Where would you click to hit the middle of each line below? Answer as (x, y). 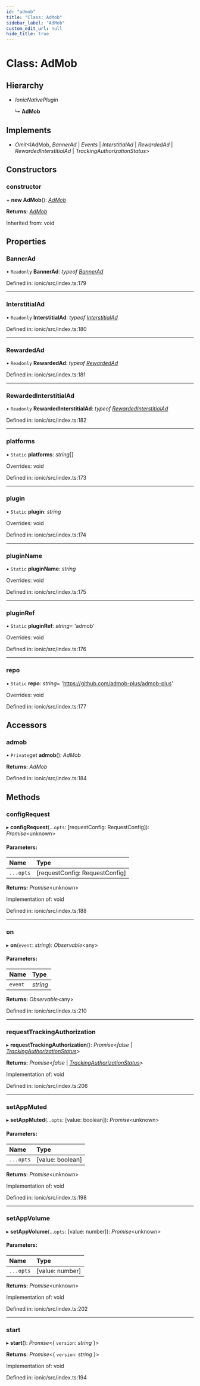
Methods (23, 797)
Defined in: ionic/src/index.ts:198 (47, 1197)
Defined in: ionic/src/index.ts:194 (47, 1378)
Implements (29, 130)
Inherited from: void (30, 223)
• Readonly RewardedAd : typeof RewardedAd (62, 363)
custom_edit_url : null (34, 28)
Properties (26, 242)
